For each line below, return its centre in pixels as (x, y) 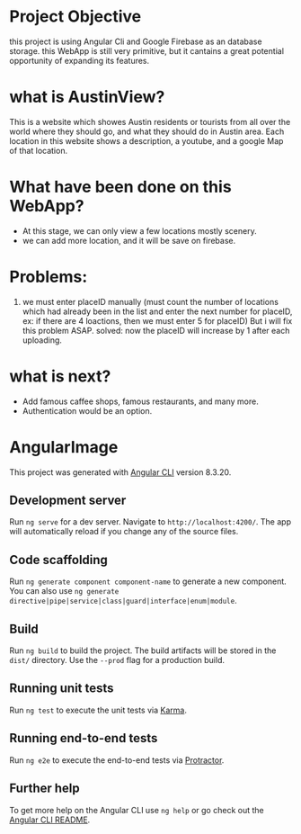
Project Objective (75, 17)
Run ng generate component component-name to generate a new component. (148, 581)
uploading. (42, 340)
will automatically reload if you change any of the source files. (124, 532)
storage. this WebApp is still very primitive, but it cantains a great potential (147, 50)
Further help (45, 789)
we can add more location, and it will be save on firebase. (129, 240)
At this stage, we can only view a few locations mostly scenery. (140, 230)
